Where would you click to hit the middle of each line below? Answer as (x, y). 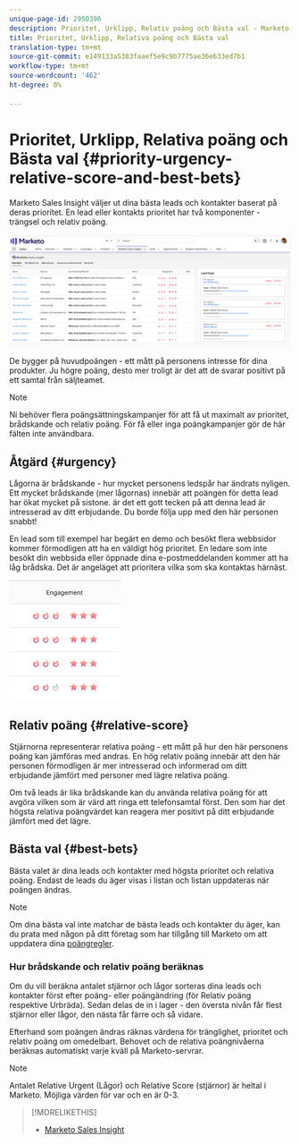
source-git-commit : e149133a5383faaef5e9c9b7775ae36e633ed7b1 (127, 57)
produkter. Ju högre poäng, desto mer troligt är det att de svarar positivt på (147, 370)
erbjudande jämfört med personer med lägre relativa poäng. (120, 775)
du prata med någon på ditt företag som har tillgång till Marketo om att (138, 934)
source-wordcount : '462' (55, 76)
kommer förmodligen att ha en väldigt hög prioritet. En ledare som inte (138, 548)
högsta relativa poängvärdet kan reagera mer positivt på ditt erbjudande (142, 811)
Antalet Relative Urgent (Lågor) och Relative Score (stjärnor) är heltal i (137, 1086)
